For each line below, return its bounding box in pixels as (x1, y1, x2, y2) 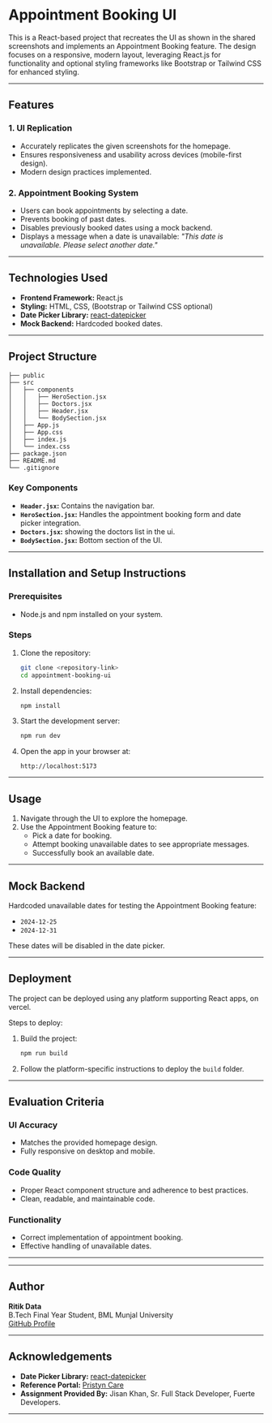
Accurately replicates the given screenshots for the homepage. (19, 140, 231, 151)
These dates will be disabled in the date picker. (8, 940, 165, 951)
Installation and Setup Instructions (8, 567, 186, 580)
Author (8, 1280, 45, 1294)
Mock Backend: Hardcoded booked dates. (19, 318, 164, 328)
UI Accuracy (8, 1119, 58, 1130)
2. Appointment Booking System (8, 187, 139, 198)
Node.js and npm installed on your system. (19, 609, 164, 619)
